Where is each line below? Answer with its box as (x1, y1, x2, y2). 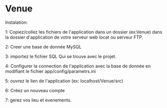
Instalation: (5, 19, 28, 25)
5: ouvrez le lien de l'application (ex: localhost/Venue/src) (5, 78, 124, 84)
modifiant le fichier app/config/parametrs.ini (5, 68, 96, 74)
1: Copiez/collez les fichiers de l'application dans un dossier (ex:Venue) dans (5, 29, 163, 35)
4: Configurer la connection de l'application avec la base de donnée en (5, 63, 151, 69)
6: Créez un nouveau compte (5, 87, 65, 93)
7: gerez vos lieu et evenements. (5, 97, 72, 103)
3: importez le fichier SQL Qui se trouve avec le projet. (5, 53, 117, 59)
